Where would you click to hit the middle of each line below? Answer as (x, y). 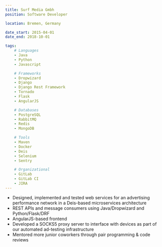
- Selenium (25, 156)
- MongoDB (24, 129)
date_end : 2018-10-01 (28, 37)
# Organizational (32, 169)
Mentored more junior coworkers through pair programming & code (81, 235)
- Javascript (28, 64)
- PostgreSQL (28, 115)
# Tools (22, 138)
